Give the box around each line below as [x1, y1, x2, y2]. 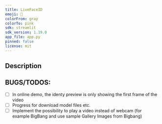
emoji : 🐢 [5, 12, 23, 17]
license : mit [5, 44, 32, 49]
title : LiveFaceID [5, 7, 43, 12]
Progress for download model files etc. [12, 102, 91, 108]
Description [5, 62, 42, 70]
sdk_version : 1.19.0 [5, 30, 47, 35]
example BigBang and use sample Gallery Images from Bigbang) [12, 113, 142, 119]
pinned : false [5, 39, 34, 44]
